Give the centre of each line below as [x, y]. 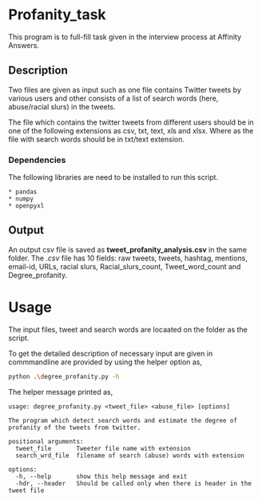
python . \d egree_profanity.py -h [64, 376]
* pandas [23, 192]
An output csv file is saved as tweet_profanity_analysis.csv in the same [128, 249]
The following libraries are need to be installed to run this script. [113, 177]
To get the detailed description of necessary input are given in [111, 353]
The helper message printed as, [61, 392]
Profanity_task [57, 15]
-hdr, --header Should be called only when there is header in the [133, 483]
